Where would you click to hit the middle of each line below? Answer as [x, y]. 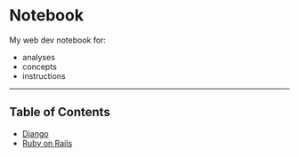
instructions [44, 75]
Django [35, 133]
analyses [39, 57]
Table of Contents [60, 112]
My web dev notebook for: [58, 40]
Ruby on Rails [47, 143]
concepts [40, 67]
